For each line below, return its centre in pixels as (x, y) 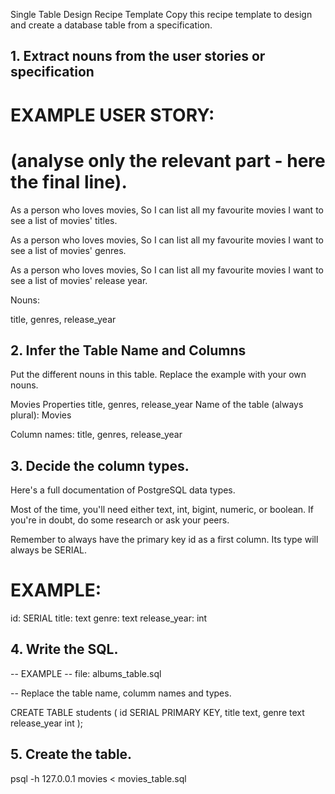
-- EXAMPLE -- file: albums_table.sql (86, 673)
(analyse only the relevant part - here (168, 160)
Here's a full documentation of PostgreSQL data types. (123, 490)
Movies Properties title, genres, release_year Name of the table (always (157, 405)
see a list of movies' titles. (64, 220)
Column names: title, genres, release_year (96, 435)
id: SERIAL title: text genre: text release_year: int (109, 618)
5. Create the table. (71, 754)
